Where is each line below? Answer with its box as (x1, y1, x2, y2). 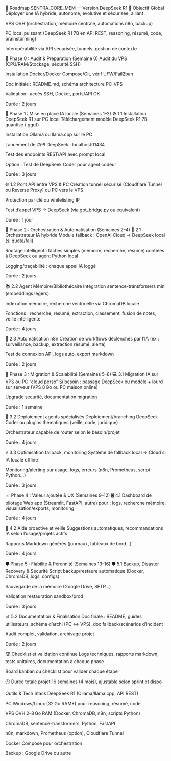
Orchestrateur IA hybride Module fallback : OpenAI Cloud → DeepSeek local (5, 232, 165, 238)
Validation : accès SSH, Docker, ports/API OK (5, 91, 101, 97)
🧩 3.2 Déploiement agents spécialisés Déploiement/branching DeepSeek (5, 414, 158, 420)
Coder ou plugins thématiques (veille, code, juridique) (5, 419, 118, 425)
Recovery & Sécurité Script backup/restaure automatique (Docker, (5, 568, 144, 574)
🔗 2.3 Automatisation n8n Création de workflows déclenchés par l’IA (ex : (5, 336, 159, 342)
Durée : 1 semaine (5, 404, 43, 410)
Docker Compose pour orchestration (5, 740, 83, 746)
